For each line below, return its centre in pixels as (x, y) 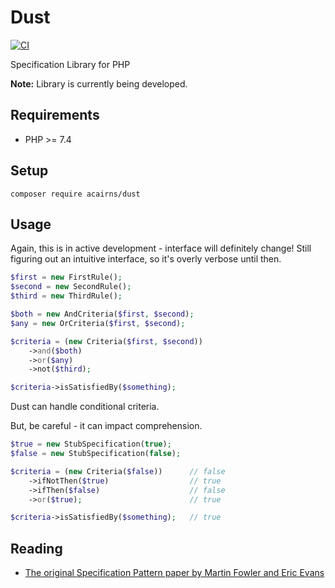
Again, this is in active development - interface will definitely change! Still (161, 248)
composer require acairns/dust (75, 194)
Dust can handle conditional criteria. (85, 407)
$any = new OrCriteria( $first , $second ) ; (98, 323)
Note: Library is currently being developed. (99, 83)
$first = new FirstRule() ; (66, 277)
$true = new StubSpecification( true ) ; (91, 444)
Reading (36, 548)
